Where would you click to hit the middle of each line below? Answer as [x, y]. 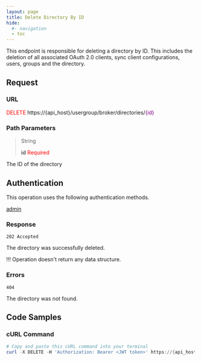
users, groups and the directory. [46, 64]
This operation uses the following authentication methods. [78, 197]
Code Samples [34, 317]
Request [22, 82]
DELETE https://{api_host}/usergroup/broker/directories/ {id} [80, 112]
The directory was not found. [42, 298]
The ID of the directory [34, 164]
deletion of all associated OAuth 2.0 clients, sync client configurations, [93, 57]
